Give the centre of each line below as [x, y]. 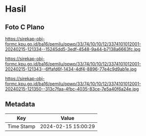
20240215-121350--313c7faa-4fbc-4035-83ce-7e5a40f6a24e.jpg [72, 89]
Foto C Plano [25, 27]
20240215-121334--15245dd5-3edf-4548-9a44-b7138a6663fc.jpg [73, 49]
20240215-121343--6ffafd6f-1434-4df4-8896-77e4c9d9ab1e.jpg [71, 69]
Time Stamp [22, 126]
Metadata [20, 104]
